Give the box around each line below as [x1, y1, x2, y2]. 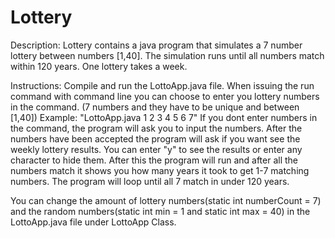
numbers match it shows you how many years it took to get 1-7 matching [10, 164, 310, 176]
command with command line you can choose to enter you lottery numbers [10, 90, 320, 102]
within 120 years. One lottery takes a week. [10, 60, 188, 72]
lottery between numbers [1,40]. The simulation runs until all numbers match [10, 49, 325, 61]
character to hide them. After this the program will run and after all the [10, 154, 299, 166]
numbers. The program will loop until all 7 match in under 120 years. [10, 175, 290, 187]
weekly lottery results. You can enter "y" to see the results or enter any [10, 143, 303, 155]
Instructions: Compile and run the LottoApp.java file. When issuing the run [10, 79, 315, 91]
